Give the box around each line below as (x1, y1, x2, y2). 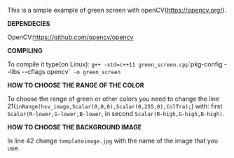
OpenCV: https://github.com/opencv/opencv (7, 33, 134, 41)
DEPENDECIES (7, 20, 50, 27)
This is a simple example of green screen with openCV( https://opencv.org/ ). (7, 6, 227, 14)
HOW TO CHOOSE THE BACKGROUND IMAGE (7, 123, 142, 131)
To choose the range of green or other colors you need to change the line (7, 94, 219, 103)
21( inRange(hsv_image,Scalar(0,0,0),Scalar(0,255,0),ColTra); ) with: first (7, 102, 223, 110)
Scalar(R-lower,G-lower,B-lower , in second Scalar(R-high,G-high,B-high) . (7, 110, 225, 117)
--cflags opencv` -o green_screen (22, 68, 121, 76)
